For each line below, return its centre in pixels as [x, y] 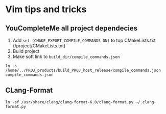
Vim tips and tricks [46, 9]
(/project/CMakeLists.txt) [39, 46]
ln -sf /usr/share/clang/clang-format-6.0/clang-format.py [69, 102]
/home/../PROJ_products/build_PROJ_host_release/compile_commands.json [83, 70]
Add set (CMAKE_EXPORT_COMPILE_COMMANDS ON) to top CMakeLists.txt [84, 40]
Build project [26, 51]
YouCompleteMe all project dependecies [72, 28]
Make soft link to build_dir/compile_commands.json [66, 56]
